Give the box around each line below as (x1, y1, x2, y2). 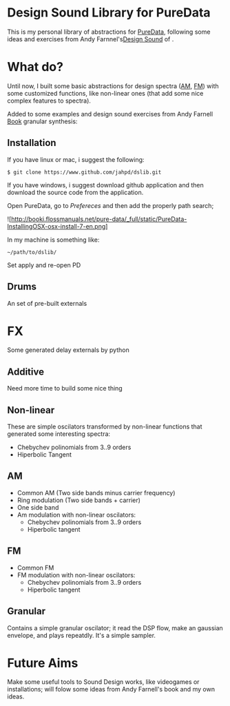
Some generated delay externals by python (7, 346, 129, 354)
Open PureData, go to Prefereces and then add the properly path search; (7, 201, 214, 209)
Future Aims (7, 655, 79, 671)
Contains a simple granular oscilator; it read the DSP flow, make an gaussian (7, 623, 224, 632)
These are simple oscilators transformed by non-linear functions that (7, 422, 202, 431)
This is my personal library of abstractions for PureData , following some (7, 28, 211, 36)
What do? (7, 59, 64, 75)
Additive (7, 366, 45, 377)
